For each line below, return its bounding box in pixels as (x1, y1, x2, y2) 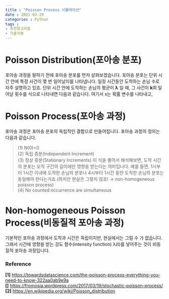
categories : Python (5, 17, 49, 22)
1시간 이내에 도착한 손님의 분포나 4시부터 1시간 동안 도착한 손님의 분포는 (23, 169, 164, 176)
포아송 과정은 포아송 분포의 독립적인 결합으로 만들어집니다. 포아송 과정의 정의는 (5, 128, 160, 134)
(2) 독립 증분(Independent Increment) (17, 150, 94, 157)
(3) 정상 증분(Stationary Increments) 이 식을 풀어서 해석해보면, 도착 (17, 157, 152, 163)
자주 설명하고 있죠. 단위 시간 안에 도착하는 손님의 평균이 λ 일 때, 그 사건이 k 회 (5, 84, 157, 91)
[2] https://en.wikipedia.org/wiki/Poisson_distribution (5, 288, 116, 294)
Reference (5, 260, 31, 267)
